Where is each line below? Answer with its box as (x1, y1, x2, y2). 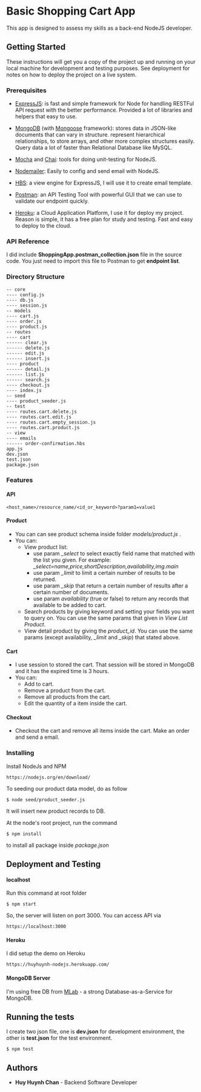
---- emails (6, 435, 36, 441)
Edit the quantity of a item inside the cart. (24, 700, 127, 707)
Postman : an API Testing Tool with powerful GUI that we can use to (15, 191, 183, 198)
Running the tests (6, 1012, 74, 1022)
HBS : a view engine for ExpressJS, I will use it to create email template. (15, 179, 193, 186)
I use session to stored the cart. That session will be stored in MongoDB (15, 661, 195, 668)
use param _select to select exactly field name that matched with (33, 549, 196, 557)
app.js (6, 446, 23, 452)
